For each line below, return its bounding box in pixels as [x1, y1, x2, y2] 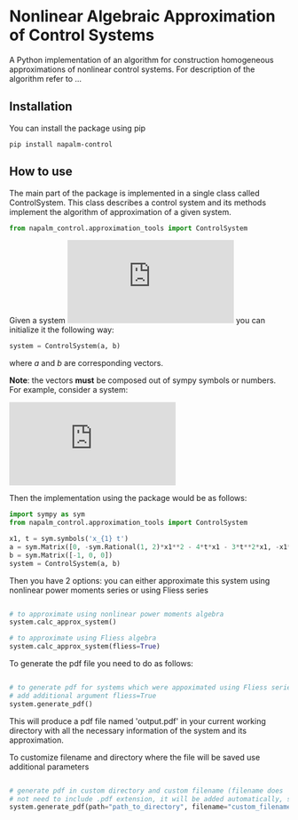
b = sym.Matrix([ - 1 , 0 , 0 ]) [9, 551, 114, 560]
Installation [9, 100, 73, 115]
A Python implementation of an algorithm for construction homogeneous [9, 54, 275, 65]
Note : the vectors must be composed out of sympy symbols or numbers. [9, 375, 277, 386]
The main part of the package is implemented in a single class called [9, 187, 260, 198]
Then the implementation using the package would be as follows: [9, 493, 247, 504]
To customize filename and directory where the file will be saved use [9, 752, 261, 762]
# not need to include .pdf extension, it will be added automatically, [9, 794, 284, 803]
